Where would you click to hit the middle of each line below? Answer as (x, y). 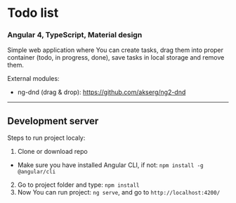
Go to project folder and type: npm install (78, 185)
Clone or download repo (52, 152)
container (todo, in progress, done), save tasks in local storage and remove (116, 58)
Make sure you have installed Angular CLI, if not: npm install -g (110, 165)
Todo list (33, 13)
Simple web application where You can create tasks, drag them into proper (115, 50)
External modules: (33, 79)
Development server (53, 121)
